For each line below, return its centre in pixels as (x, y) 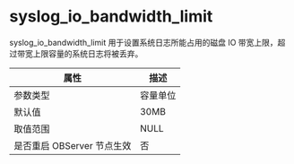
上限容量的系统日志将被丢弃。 (88, 53)
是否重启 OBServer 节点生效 (73, 145)
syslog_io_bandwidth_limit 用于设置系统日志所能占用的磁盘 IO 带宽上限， (143, 42)
